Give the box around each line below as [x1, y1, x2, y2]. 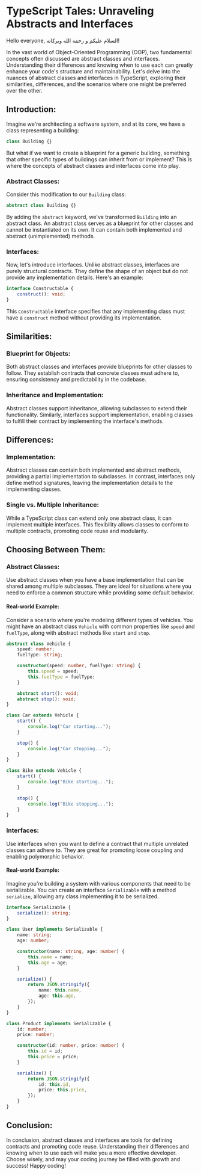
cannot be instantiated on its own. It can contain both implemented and [6, 226, 182, 233]
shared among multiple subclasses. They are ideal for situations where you [6, 582, 192, 590]
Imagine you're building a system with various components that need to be [6, 880, 191, 887]
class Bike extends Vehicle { [6, 768, 82, 774]
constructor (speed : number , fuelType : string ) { [17, 663, 141, 669]
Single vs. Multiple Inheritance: [6, 501, 99, 509]
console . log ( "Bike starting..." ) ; [28, 779, 114, 785]
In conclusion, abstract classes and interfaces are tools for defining [6, 1136, 173, 1144]
